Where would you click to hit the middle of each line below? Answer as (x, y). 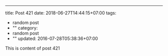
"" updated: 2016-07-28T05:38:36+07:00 (55, 38)
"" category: (25, 28)
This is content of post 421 (32, 48)
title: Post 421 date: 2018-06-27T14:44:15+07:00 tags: (61, 13)
